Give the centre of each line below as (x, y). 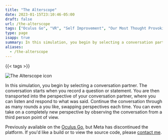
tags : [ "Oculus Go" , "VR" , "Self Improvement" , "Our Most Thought (76, 28)
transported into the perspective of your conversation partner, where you (80, 96)
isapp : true (17, 38)
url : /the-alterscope (28, 24)
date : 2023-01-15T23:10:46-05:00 (40, 14)
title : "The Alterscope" (31, 10)
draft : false (19, 19)
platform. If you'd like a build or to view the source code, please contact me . (83, 132)
